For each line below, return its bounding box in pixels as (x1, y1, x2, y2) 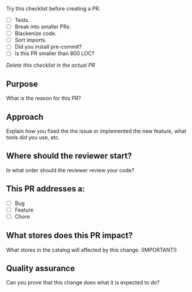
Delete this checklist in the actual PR (6, 62, 96, 69)
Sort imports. (14, 37, 47, 44)
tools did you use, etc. (6, 134, 60, 141)
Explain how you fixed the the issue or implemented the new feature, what (6, 127, 187, 134)
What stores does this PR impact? (6, 230, 133, 240)
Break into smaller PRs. (14, 23, 71, 30)
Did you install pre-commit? (14, 43, 82, 50)
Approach (6, 112, 44, 122)
